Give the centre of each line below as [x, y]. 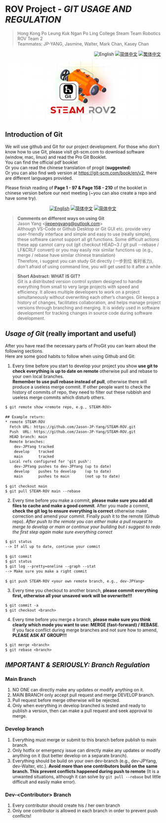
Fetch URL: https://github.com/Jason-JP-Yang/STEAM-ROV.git [73, 427]
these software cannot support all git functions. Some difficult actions [88, 239]
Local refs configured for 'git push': [51, 461]
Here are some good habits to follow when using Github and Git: [70, 356]
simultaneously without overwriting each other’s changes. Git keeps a [88, 297]
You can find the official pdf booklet [41, 162]
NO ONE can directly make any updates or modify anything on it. [78, 690]
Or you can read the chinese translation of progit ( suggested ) [68, 167]
